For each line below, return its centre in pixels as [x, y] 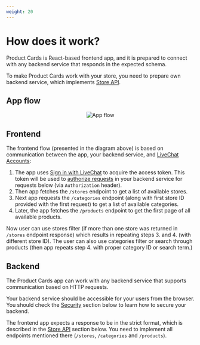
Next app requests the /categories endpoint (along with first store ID [99, 198]
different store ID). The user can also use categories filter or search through [99, 241]
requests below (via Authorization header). [68, 185]
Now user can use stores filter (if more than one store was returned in [92, 229]
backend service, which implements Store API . [64, 82]
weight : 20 [20, 12]
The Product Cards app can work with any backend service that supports [96, 281]
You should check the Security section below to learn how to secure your [96, 305]
